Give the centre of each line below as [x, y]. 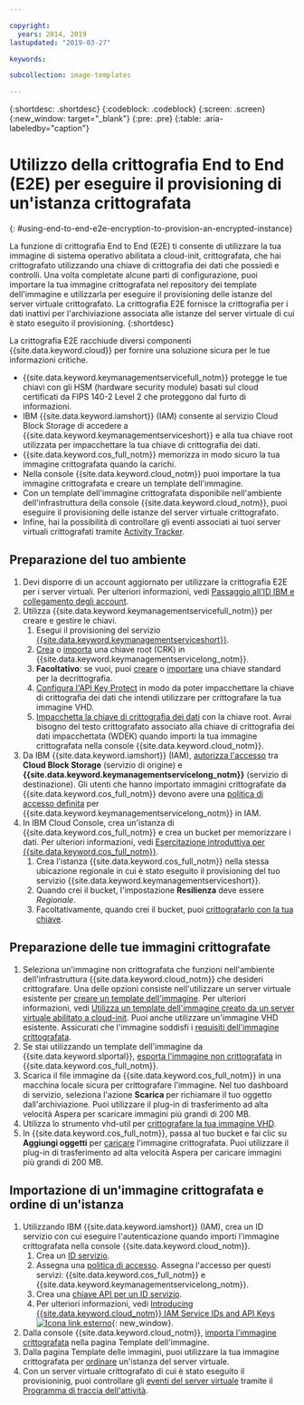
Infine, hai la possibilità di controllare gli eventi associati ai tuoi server [152, 522]
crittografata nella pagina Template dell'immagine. [116, 1342]
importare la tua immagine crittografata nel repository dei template [133, 285]
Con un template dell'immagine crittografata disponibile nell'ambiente [152, 493]
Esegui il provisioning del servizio [98, 630]
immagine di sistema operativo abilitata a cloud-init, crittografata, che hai [146, 256]
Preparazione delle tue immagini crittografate [140, 948]
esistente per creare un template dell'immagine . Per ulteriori [134, 998]
